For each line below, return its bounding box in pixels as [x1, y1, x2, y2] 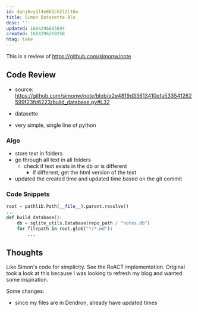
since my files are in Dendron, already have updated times [14, 299, 158, 307]
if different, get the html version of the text [32, 169, 137, 176]
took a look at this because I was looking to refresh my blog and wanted [6, 270, 183, 277]
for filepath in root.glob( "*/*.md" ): [17, 226, 113, 232]
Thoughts [6, 248, 43, 258]
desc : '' [6, 20, 28, 26]
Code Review [6, 70, 56, 80]
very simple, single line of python [14, 121, 96, 129]
